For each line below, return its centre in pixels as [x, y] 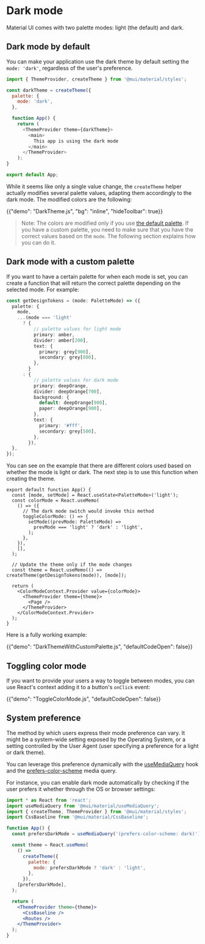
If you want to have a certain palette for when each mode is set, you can [97, 276]
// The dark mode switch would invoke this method [88, 511]
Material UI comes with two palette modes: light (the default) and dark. [95, 27]
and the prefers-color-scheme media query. [62, 770]
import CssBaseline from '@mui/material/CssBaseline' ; [77, 817]
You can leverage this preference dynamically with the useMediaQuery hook [103, 764]
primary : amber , [54, 335]
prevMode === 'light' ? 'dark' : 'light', [88, 527]
